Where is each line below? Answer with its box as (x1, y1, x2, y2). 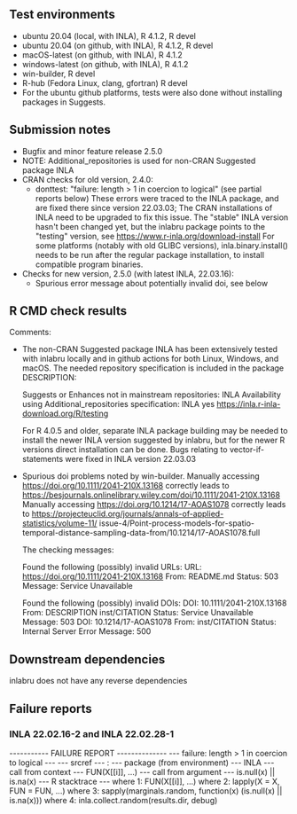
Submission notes (9, 122, 111, 137)
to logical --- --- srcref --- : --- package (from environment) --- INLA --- (9, 757, 275, 768)
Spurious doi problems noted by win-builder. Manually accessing (21, 471, 260, 481)
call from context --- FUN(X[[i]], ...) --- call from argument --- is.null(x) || (9, 766, 276, 777)
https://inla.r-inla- (216, 399, 281, 410)
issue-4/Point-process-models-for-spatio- (98, 518, 255, 528)
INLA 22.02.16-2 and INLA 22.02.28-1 (9, 727, 175, 740)
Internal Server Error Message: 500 (21, 626, 152, 637)
